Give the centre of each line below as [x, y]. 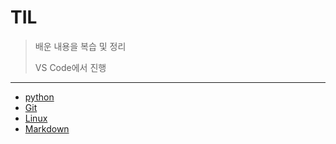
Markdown [47, 128]
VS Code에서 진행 [70, 67]
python [39, 97]
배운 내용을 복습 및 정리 [80, 46]
